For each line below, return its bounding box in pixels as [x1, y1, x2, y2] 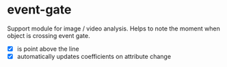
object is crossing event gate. [7, 31, 90, 39]
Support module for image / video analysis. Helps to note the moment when [7, 24, 220, 32]
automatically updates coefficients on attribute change [16, 53, 172, 60]
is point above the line [16, 45, 80, 53]
